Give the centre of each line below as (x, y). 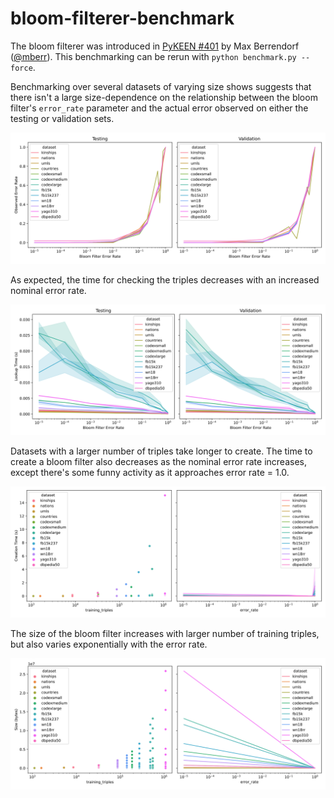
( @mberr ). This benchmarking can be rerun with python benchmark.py (153, 56)
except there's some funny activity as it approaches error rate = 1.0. (150, 473)
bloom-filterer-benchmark (122, 18)
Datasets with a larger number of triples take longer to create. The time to (161, 451)
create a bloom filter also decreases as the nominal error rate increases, (158, 462)
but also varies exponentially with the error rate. (109, 644)
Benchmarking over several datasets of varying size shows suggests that (161, 86)
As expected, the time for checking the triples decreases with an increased (165, 279)
